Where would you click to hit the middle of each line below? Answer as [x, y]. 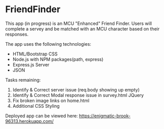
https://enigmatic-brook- [105, 116]
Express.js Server [31, 64]
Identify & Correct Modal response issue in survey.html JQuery [78, 95]
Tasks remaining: [23, 80]
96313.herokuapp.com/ [30, 121]
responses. [17, 34]
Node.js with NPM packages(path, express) [58, 59]
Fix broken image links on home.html [51, 101]
